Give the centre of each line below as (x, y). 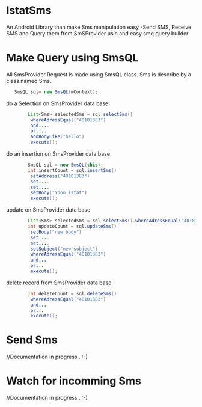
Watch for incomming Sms (74, 381)
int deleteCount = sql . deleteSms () (72, 293)
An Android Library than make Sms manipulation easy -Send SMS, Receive (99, 27)
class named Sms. (29, 81)
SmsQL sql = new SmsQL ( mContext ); (56, 92)
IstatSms (29, 11)
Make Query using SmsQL (73, 58)
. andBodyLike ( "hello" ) (56, 137)
